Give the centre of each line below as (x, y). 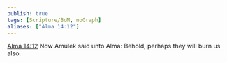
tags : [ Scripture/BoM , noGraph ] (54, 20)
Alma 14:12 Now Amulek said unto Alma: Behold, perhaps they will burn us (114, 46)
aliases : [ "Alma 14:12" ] (43, 26)
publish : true (28, 13)
